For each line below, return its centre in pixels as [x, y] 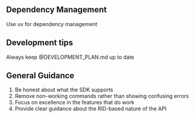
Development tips [40, 43]
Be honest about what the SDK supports [64, 90]
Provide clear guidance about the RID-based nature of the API [91, 109]
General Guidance [40, 76]
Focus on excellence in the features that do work [75, 103]
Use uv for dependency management [52, 24]
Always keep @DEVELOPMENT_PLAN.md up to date [70, 57]
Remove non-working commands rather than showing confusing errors [102, 96]
